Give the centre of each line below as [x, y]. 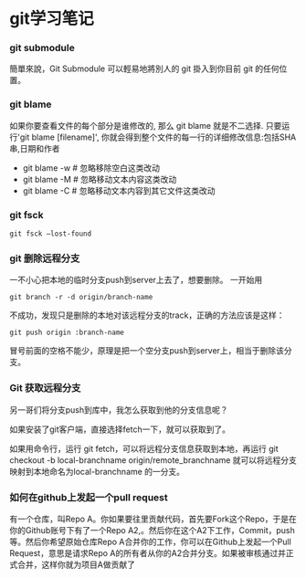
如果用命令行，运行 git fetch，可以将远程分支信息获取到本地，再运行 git [144, 448]
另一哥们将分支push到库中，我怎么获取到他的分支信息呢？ [119, 410]
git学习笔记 [52, 19]
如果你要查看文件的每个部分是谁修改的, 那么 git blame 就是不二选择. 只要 [146, 125]
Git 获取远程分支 [45, 388]
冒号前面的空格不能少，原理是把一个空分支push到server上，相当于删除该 [147, 351]
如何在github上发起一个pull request [89, 497]
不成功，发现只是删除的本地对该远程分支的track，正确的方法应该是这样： [147, 315]
